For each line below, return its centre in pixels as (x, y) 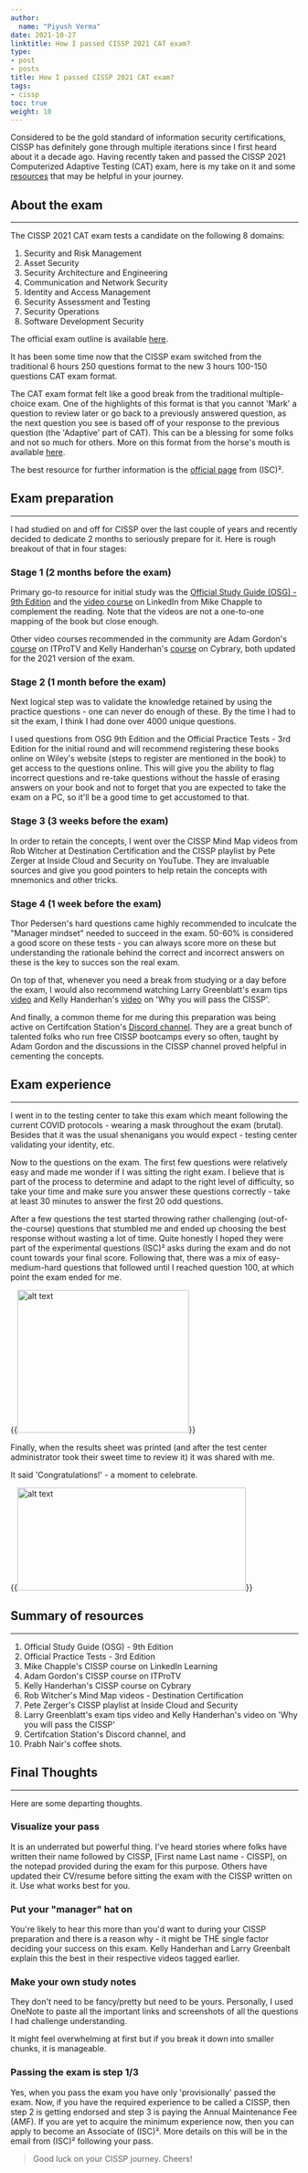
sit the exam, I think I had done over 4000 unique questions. (123, 721)
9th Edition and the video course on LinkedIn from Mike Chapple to (137, 602)
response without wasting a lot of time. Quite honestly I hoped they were (147, 1238)
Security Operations (61, 312)
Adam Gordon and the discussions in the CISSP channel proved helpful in (149, 1047)
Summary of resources (77, 1616)
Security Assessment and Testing (87, 302)
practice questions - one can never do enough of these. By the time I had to (153, 712)
